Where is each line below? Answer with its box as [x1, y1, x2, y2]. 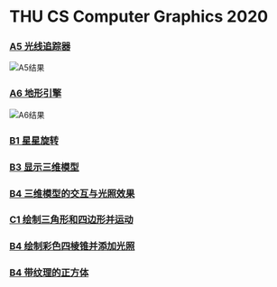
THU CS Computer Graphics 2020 [9, 6, 269, 27]
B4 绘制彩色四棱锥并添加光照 [9, 240, 135, 253]
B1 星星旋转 [9, 134, 60, 146]
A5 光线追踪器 [9, 41, 71, 53]
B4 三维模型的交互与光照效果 [9, 187, 135, 199]
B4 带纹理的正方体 [9, 266, 89, 279]
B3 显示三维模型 [9, 161, 79, 173]
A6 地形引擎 [9, 88, 62, 100]
